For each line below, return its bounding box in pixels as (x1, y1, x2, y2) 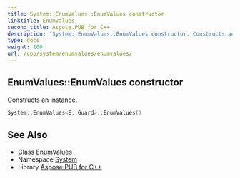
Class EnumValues (17, 147, 73, 157)
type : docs (7, 37, 40, 44)
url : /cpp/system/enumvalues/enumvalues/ (7, 51, 133, 58)
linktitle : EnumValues (7, 17, 75, 24)
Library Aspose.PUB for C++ (17, 163, 102, 172)
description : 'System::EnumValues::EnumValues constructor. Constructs (7, 30, 225, 38)
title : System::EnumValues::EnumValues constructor (7, 10, 164, 18)
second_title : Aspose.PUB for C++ (7, 23, 111, 31)
